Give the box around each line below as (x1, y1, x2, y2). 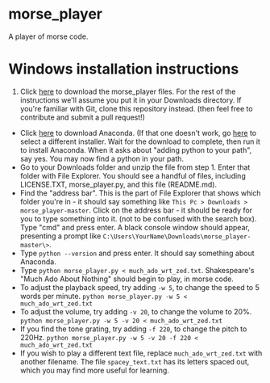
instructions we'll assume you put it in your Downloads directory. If (19, 95, 242, 105)
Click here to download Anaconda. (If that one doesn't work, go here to (19, 128, 256, 137)
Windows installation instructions (8, 60, 239, 78)
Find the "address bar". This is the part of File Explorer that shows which (19, 187, 261, 198)
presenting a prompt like (19, 231, 102, 241)
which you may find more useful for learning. (19, 365, 169, 375)
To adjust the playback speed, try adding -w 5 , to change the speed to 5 (19, 282, 260, 292)
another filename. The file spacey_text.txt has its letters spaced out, (19, 356, 250, 366)
